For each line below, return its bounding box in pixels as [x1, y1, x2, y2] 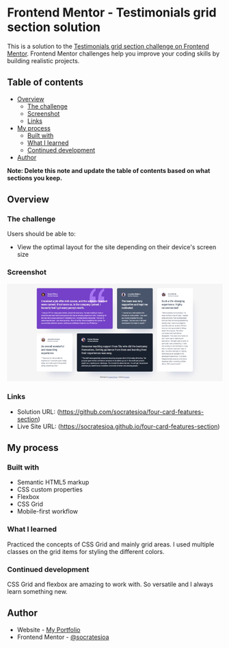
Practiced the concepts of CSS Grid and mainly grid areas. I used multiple [7, 540, 215, 548]
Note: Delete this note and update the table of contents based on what [7, 166, 211, 174]
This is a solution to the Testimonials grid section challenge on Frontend [7, 42, 210, 50]
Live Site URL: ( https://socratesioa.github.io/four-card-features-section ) [16, 422, 220, 430]
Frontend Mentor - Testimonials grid [7, 5, 217, 21]
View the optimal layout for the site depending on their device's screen [16, 243, 217, 251]
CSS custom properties [16, 485, 83, 494]
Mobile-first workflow [16, 507, 79, 516]
